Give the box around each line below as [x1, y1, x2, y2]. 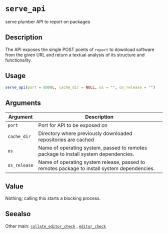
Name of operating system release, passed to [38, 159, 145, 166]
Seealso [5, 209, 31, 218]
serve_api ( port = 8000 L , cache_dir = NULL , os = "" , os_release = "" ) [5, 84, 155, 90]
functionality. [5, 57, 32, 63]
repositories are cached [38, 136, 94, 143]
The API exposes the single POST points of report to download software [5, 46, 154, 52]
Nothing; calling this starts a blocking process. [5, 195, 101, 201]
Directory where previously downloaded [38, 130, 132, 137]
